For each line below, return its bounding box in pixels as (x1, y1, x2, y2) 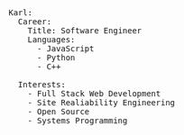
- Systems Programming (27, 116, 128, 125)
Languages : (27, 35, 76, 44)
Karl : (8, 8, 33, 17)
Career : (17, 17, 51, 26)
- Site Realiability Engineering (27, 98, 176, 107)
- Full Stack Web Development (27, 89, 161, 98)
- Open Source (27, 107, 90, 116)
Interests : (17, 80, 67, 89)
